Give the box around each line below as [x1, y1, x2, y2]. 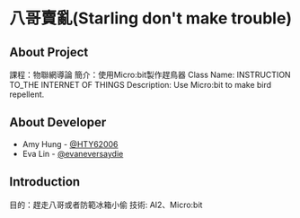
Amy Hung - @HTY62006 [22, 138, 119, 149]
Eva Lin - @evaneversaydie [22, 148, 124, 159]
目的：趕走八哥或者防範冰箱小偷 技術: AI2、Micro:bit [9, 199, 203, 210]
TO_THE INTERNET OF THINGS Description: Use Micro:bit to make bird [9, 80, 272, 90]
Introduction [9, 174, 81, 189]
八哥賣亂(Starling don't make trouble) [9, 8, 293, 29]
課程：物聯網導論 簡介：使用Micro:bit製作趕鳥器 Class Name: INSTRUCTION [9, 69, 291, 80]
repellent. [9, 89, 45, 100]
